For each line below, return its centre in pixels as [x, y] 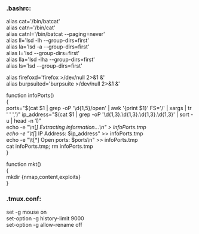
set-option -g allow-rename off [44, 224]
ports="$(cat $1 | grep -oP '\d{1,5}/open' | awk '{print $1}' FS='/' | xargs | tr [99, 108]
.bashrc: [19, 8]
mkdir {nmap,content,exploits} [43, 177]
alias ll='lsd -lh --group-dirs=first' [48, 41]
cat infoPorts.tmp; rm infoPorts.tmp [50, 146]
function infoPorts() [30, 95]
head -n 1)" [28, 121]
